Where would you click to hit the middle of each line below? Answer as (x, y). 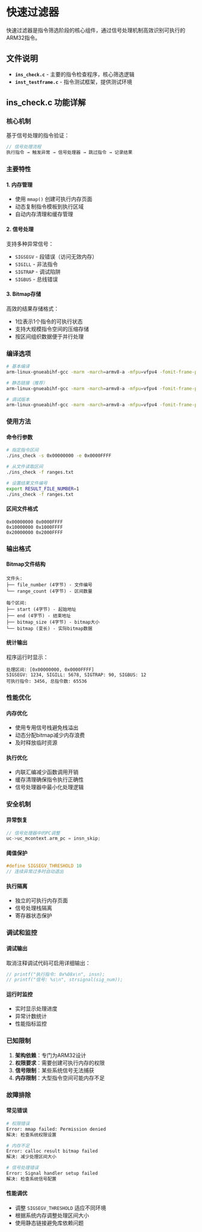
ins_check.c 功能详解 (46, 103)
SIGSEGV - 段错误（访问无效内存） (56, 256)
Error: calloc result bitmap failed (52, 1151)
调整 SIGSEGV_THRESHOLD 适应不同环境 (60, 1208)
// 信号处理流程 (24, 147)
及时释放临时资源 (36, 743)
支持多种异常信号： (30, 244)
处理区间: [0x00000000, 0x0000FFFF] (50, 670)
